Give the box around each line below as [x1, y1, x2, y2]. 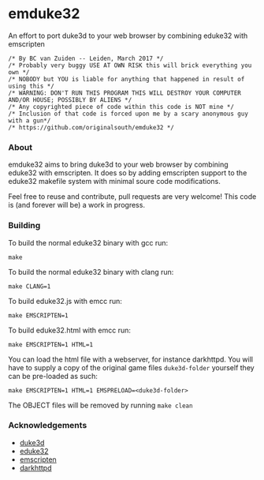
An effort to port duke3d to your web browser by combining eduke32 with [8, 31, 248, 40]
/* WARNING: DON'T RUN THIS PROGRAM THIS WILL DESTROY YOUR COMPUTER [8, 88, 242, 97]
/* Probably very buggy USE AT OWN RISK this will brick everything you [8, 61, 252, 69]
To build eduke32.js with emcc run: [8, 296, 122, 306]
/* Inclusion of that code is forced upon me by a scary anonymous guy [8, 110, 248, 118]
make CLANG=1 [8, 282, 51, 291]
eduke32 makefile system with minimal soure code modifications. [8, 177, 221, 186]
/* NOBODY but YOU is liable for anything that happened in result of [8, 75, 245, 83]
